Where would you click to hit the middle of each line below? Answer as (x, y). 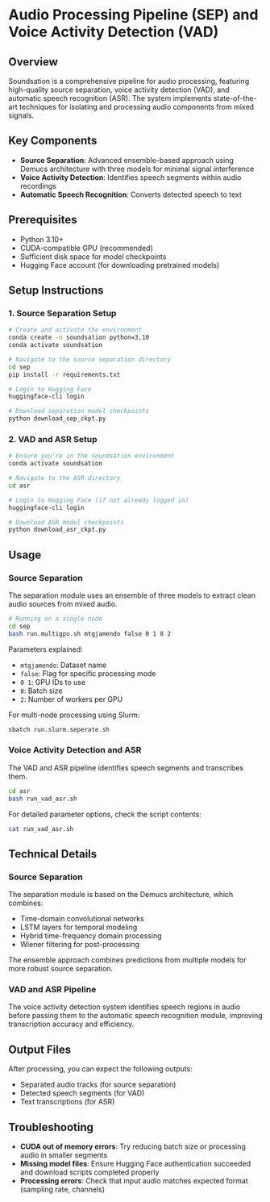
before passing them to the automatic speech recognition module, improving (135, 1016)
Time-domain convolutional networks (82, 919)
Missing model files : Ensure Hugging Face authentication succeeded (135, 1164)
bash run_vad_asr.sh (43, 799)
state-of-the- (235, 98)
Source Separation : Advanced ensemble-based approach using (127, 160)
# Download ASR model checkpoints (66, 522)
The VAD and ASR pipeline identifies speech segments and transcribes (126, 767)
